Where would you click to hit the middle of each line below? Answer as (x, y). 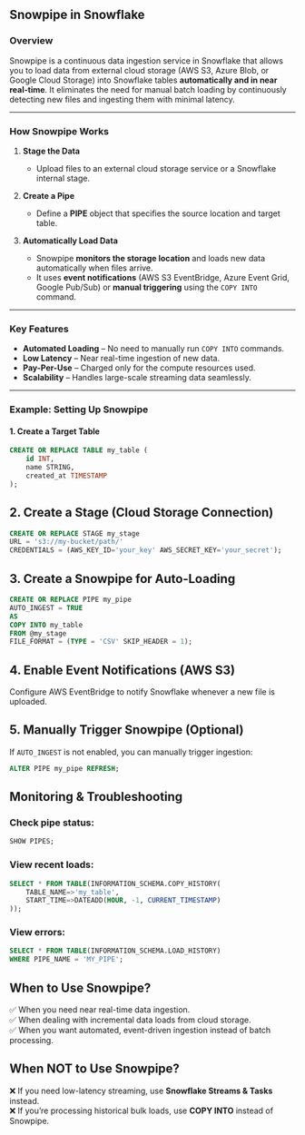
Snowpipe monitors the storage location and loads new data (151, 258)
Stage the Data (51, 151)
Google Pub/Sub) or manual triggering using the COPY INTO (147, 287)
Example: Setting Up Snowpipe (79, 410)
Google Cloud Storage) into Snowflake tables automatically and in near (143, 80)
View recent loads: (52, 864)
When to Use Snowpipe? (80, 987)
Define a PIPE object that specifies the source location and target (158, 213)
